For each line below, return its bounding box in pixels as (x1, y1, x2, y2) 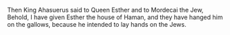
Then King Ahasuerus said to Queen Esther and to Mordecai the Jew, (7, 6, 204, 14)
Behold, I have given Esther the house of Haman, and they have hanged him (7, 13, 223, 21)
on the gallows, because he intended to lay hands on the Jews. (7, 21, 186, 28)
